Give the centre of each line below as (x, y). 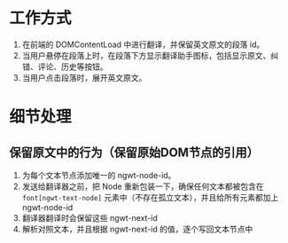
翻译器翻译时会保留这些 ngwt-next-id (90, 217)
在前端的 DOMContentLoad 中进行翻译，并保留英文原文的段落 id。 (143, 44)
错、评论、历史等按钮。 (65, 67)
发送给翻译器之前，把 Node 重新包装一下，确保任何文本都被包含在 (143, 186)
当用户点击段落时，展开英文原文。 (84, 77)
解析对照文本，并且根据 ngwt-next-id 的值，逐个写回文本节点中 (137, 229)
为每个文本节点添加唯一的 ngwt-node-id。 (99, 175)
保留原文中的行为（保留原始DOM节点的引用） (134, 152)
